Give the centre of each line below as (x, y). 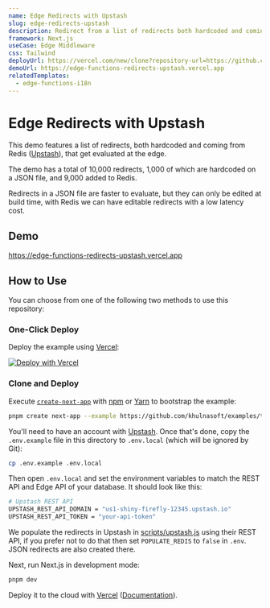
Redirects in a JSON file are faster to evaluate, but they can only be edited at (135, 193)
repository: (27, 309)
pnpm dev (23, 580)
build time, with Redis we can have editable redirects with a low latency (126, 202)
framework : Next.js (41, 38)
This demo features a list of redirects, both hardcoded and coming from (127, 145)
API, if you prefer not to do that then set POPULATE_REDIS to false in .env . (127, 541)
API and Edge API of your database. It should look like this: (105, 487)
